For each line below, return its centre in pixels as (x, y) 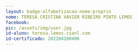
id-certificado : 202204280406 (43, 39)
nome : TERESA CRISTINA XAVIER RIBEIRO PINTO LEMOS (69, 17)
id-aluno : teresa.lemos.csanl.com (48, 33)
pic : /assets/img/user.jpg (39, 28)
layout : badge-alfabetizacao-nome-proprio (58, 11)
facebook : (18, 22)
